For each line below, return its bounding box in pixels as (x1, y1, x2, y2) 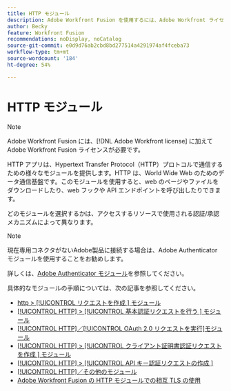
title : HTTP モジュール (7, 10, 70, 17)
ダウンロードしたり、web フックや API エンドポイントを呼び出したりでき (7, 186, 215, 194)
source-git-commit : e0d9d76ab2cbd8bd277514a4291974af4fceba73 (7, 42, 190, 49)
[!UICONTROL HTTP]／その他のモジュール (17, 367, 137, 376)
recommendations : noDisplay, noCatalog (7, 36, 122, 43)
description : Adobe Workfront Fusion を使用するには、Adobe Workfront (7, 17, 206, 23)
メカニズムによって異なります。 (7, 218, 97, 226)
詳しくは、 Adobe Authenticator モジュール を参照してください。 (7, 269, 188, 277)
